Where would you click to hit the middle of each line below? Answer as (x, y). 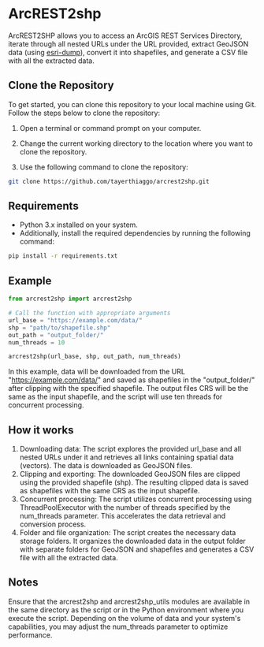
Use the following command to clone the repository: (104, 167)
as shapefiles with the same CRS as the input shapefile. (110, 491)
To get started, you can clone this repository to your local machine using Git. (132, 104)
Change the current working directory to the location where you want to (136, 143)
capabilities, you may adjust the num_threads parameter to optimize (118, 627)
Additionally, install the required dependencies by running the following (135, 233)
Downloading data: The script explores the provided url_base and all (130, 449)
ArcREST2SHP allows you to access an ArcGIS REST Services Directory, (125, 35)
